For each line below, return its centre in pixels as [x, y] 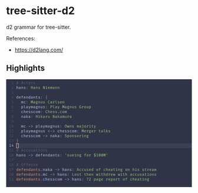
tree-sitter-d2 [41, 11]
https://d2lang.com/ [39, 50]
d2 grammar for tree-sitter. [39, 27]
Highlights [26, 68]
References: [21, 38]
